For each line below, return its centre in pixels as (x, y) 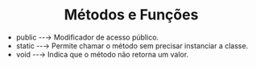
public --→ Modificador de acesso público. (87, 37)
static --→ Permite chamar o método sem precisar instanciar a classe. (132, 45)
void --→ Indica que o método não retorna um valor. (102, 54)
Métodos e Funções (131, 15)
